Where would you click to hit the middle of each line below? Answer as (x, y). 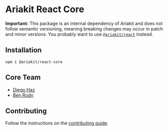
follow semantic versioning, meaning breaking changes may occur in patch (84, 28)
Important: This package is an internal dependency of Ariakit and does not (84, 23)
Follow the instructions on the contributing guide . (57, 123)
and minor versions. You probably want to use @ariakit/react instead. (79, 34)
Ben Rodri (23, 95)
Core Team (23, 77)
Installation (23, 50)
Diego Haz (24, 89)
